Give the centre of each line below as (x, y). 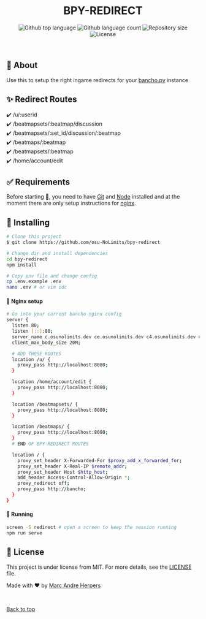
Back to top (21, 609)
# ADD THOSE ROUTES (37, 354)
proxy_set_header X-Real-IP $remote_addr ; (72, 466)
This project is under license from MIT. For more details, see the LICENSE (99, 567)
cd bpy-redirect (27, 259)
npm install (21, 265)
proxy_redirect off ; (44, 484)
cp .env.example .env (34, 282)
